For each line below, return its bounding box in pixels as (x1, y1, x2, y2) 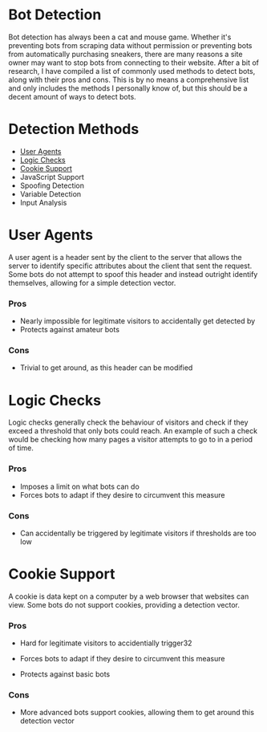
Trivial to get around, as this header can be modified (19, 363, 193, 372)
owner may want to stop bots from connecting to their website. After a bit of (8, 58, 259, 67)
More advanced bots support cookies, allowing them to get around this (19, 708, 255, 718)
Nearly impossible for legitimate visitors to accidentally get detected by (19, 316, 256, 326)
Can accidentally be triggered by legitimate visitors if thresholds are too (19, 528, 257, 538)
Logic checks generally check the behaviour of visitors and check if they (8, 417, 249, 427)
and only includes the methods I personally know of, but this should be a (8, 83, 248, 93)
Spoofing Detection (19, 181, 85, 190)
